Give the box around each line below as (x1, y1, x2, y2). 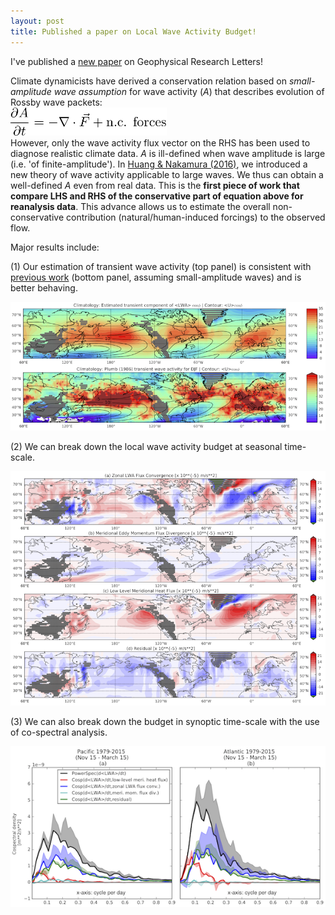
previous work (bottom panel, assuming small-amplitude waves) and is (10, 271, 302, 283)
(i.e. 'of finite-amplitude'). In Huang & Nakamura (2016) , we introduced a (10, 158, 308, 170)
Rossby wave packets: (10, 96, 103, 108)
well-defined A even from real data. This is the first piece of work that (10, 179, 300, 191)
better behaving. (10, 281, 78, 294)
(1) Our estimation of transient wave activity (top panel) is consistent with (10, 260, 312, 272)
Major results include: (10, 241, 100, 253)
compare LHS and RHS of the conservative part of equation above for (10, 190, 304, 202)
